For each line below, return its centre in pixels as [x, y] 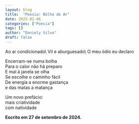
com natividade [21, 108]
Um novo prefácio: [24, 97]
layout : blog [19, 10]
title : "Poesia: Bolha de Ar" [37, 14]
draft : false [19, 38]
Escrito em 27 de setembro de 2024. [43, 117]
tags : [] [14, 28]
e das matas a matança [29, 87]
